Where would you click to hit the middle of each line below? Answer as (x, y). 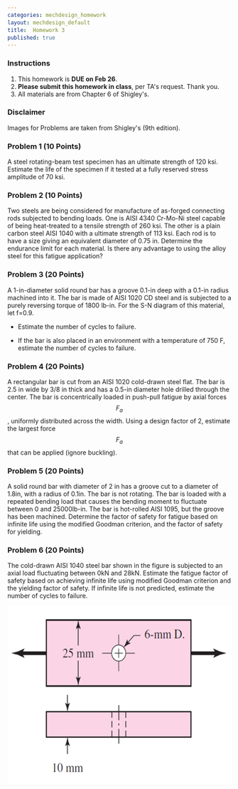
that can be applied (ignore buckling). (62, 452)
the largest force (32, 428)
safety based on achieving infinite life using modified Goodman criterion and (119, 581)
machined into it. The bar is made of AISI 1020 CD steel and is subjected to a (119, 297)
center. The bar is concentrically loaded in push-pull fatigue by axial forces (117, 397)
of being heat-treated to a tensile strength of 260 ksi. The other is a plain (114, 226)
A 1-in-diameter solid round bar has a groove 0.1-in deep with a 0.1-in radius (118, 290)
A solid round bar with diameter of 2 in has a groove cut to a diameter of (113, 486)
